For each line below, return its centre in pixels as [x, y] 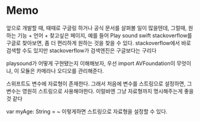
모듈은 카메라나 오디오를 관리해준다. [62, 70]
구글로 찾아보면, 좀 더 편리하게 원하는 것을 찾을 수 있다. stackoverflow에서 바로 [98, 43]
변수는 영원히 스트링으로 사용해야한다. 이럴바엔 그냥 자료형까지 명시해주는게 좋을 [100, 91]
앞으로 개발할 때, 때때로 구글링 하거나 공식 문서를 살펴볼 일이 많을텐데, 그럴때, [97, 28]
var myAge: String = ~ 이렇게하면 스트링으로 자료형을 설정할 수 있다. [87, 111]
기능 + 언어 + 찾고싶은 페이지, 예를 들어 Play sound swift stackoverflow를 [105, 35]
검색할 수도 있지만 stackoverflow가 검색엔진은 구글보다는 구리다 [81, 50]
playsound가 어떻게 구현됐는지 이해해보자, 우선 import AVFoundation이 [91, 63]
